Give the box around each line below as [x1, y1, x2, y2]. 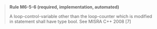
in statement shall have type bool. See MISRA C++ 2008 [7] [9, 19, 131, 24]
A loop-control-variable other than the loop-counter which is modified [9, 14, 152, 19]
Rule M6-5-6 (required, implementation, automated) [9, 4, 119, 10]
